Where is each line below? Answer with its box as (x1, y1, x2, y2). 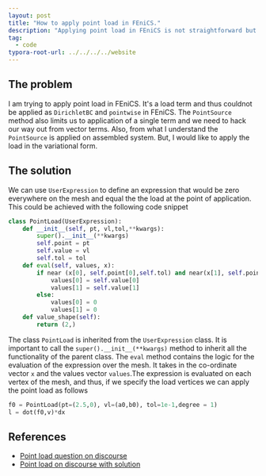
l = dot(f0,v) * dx (8, 408, 66, 416)
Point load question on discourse (19, 451, 127, 461)
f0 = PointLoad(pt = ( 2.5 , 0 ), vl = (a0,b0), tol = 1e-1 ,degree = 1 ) (8, 401, 218, 409)
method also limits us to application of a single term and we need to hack (8, 116, 247, 125)
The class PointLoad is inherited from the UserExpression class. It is (8, 335, 227, 344)
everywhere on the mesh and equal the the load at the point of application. (8, 194, 252, 203)
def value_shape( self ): (22, 313, 101, 321)
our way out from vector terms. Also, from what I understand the (8, 124, 219, 133)
